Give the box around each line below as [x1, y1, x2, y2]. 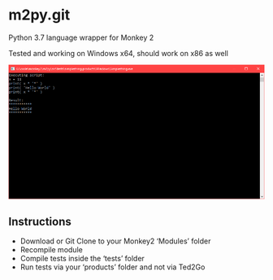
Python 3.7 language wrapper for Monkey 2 [8, 33, 154, 42]
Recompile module [19, 245, 83, 255]
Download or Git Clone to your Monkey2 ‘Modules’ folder [19, 236, 211, 246]
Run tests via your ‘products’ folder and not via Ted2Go [19, 262, 206, 272]
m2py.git [8, 6, 71, 24]
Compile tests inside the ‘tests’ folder [19, 254, 145, 264]
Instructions [8, 214, 71, 229]
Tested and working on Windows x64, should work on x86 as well [8, 48, 229, 58]
